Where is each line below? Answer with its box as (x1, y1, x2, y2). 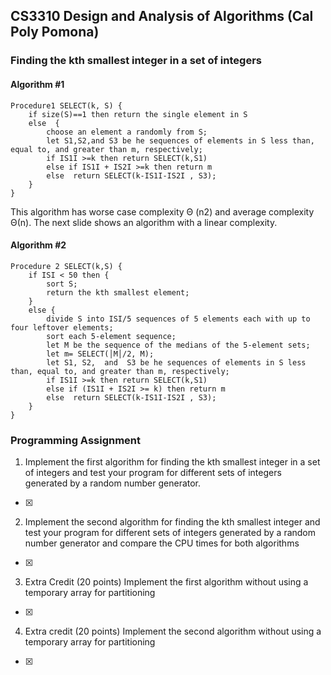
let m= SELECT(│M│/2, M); (46, 349, 155, 359)
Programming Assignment (10, 433, 142, 447)
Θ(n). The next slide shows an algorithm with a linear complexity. (10, 216, 278, 228)
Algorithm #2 (10, 239, 67, 251)
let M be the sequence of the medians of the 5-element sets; (46, 340, 311, 350)
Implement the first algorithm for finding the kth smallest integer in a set (24, 456, 321, 468)
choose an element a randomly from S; (46, 127, 208, 137)
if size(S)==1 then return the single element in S (28, 109, 248, 119)
